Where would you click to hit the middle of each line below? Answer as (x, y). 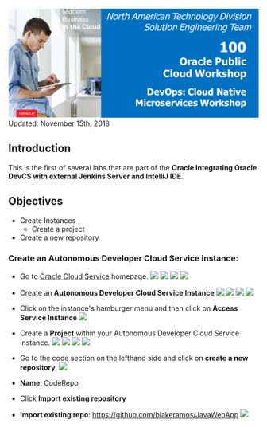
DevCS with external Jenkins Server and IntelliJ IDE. (96, 176)
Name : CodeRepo (49, 382)
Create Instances (48, 220)
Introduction (40, 149)
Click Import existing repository (73, 398)
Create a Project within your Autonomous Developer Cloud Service (130, 333)
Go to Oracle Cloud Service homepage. (84, 276)
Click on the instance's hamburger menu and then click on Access (129, 308)
